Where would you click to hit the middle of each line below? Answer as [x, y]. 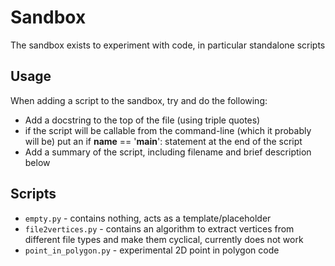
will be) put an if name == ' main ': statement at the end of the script [163, 141]
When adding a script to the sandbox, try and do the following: [139, 100]
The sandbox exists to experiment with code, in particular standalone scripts [168, 45]
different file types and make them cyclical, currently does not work [164, 239]
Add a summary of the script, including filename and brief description [168, 152]
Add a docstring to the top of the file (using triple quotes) [142, 120]
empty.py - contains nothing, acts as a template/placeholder [148, 218]
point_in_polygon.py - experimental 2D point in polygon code [152, 250]
